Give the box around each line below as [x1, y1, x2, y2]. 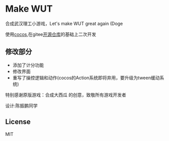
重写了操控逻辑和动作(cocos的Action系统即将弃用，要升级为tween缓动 [12, 75, 160, 81]
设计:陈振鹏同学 [5, 102, 38, 109]
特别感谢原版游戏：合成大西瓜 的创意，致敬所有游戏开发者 [5, 92, 126, 98]
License [5, 118, 31, 126]
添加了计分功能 [12, 62, 44, 68]
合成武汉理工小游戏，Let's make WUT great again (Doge [5, 20, 123, 26]
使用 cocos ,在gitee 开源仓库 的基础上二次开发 [5, 31, 96, 37]
